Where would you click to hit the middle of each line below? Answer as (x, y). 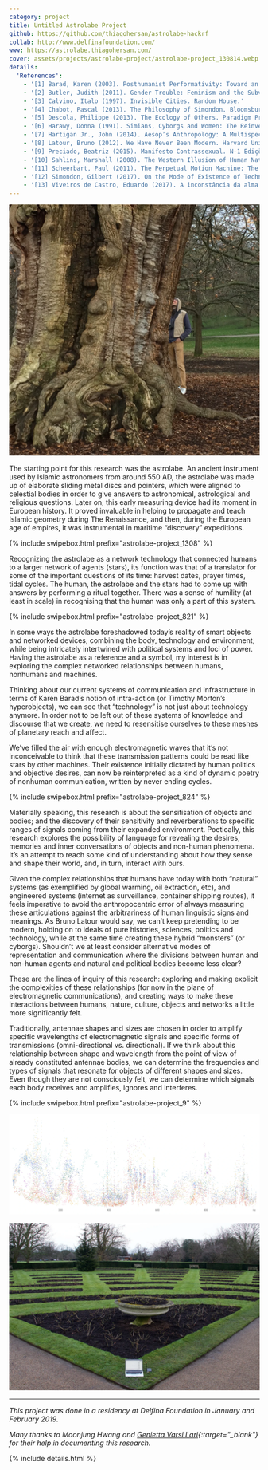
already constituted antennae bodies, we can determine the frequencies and (134, 1062)
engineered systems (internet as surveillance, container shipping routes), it (132, 896)
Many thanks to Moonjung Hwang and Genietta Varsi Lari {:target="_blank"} (134, 1435)
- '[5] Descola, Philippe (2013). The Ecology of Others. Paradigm (137, 118)
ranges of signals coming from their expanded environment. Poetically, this (132, 830)
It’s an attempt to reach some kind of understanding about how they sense (131, 855)
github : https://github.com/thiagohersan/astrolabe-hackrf (109, 33)
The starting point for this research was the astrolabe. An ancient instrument (134, 469)
